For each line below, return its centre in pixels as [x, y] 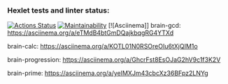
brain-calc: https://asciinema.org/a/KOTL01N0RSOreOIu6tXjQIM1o [102, 47]
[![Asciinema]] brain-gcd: [144, 26]
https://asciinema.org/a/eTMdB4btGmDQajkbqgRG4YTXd [91, 33]
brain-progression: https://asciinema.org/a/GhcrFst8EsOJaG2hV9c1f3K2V [114, 60]
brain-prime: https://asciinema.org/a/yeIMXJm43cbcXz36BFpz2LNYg [108, 73]
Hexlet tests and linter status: [58, 10]
